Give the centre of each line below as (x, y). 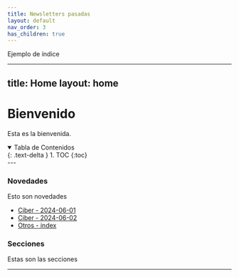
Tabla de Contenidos (44, 147)
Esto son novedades (37, 196)
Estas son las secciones (43, 259)
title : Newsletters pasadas (49, 14)
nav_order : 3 (27, 27)
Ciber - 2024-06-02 (47, 217)
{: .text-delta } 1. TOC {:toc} (47, 155)
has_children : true (36, 34)
